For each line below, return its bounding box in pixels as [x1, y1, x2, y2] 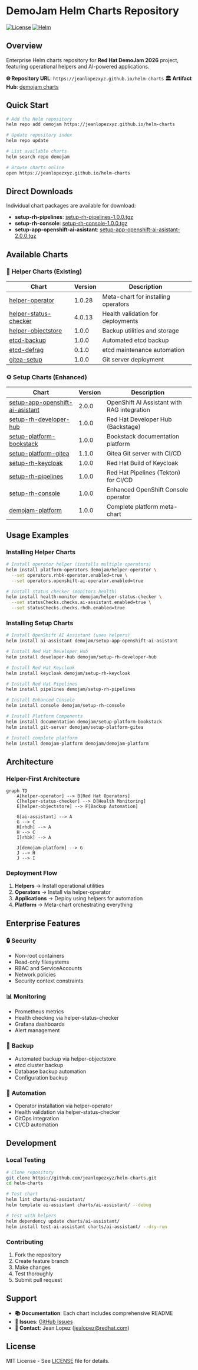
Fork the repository [14, 1251, 62, 1258]
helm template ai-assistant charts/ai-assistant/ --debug [6, 1202, 151, 1208]
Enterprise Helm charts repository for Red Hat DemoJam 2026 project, [6, 56, 179, 63]
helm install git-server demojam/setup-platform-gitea [6, 724, 144, 730]
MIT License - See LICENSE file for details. [6, 1357, 110, 1364]
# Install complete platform [6, 735, 78, 741]
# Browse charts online [6, 164, 65, 170]
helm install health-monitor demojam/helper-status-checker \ [6, 594, 162, 600]
